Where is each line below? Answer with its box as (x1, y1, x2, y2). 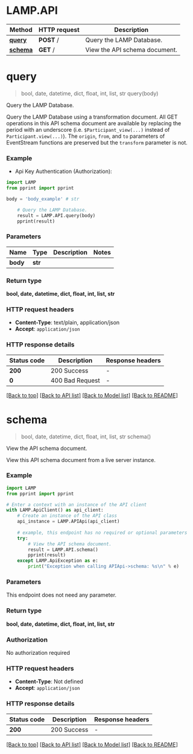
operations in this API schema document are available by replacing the (6, 119, 182, 127)
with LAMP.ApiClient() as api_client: (6, 507, 104, 513)
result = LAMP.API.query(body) (17, 212, 96, 218)
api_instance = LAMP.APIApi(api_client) (17, 518, 120, 525)
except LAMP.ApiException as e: (17, 557, 98, 564)
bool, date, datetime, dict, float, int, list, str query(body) (21, 89, 159, 97)
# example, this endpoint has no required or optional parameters (17, 530, 188, 536)
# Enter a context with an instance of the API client (6, 501, 147, 508)
